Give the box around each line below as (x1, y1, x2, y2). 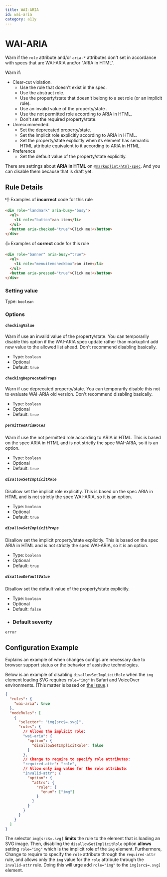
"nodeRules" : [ (9, 710, 41, 715)
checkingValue (5, 323, 35, 328)
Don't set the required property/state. (19, 116, 97, 122)
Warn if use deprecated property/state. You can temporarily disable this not (5, 386, 161, 392)
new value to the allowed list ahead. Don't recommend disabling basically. (5, 344, 157, 350)
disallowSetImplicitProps (5, 525, 59, 531)
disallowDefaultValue (5, 574, 50, 579)
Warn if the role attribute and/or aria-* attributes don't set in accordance (5, 54, 157, 60)
